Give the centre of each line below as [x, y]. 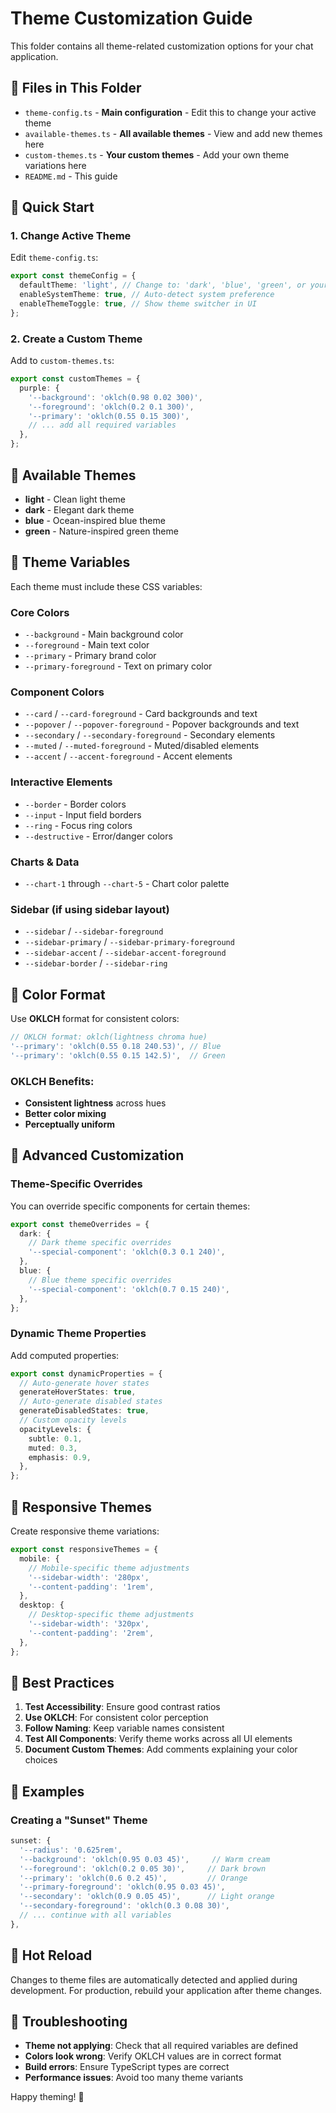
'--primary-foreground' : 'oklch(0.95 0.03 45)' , [122, 1887]
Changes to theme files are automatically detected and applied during [154, 1979]
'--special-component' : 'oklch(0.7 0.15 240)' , [129, 1289]
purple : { [39, 388]
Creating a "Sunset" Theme [79, 1820]
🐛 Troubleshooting [69, 2021]
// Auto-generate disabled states [91, 1402]
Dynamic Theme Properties [78, 1334]
